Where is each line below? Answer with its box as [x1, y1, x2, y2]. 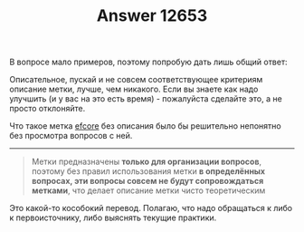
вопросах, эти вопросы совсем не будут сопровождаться [31, 176, 264, 187]
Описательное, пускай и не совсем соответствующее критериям [9, 74, 263, 85]
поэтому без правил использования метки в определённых [31, 166, 265, 177]
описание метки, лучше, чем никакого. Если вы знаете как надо [9, 83, 259, 95]
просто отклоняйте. [9, 103, 86, 114]
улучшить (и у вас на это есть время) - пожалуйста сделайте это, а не [9, 93, 282, 104]
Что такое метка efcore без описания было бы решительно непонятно [9, 121, 282, 131]
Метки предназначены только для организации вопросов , [31, 156, 262, 168]
